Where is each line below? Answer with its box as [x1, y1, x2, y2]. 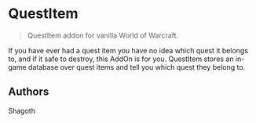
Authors [8, 85, 49, 99]
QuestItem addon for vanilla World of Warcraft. [27, 31, 179, 40]
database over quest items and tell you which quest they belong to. [27, 62, 246, 71]
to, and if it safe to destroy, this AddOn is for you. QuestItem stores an [8, 54, 234, 63]
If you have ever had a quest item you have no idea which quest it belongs [8, 45, 249, 55]
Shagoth [8, 106, 35, 115]
